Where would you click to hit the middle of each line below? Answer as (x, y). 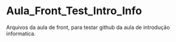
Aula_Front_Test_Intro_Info (74, 11)
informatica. (21, 33)
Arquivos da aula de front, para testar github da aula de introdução (88, 27)
